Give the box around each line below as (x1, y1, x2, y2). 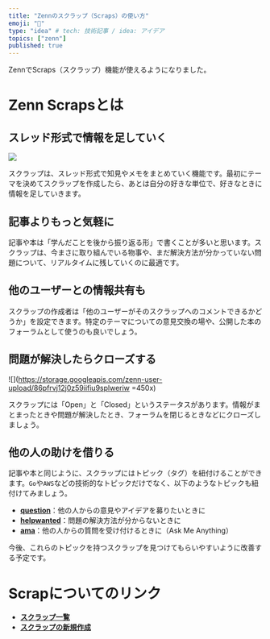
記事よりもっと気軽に (8, 214, 114, 228)
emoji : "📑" (8, 19, 45, 27)
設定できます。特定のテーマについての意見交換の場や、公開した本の (35, 316, 262, 326)
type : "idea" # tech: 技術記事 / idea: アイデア (8, 27, 165, 35)
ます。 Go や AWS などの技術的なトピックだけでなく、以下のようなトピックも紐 (8, 479, 260, 488)
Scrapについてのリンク (8, 584, 161, 603)
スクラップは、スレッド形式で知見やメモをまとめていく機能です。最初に (8, 168, 248, 178)
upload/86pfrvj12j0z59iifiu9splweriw (8, 383, 131, 392)
